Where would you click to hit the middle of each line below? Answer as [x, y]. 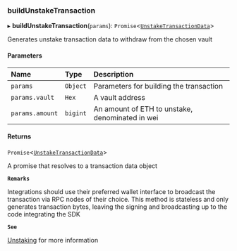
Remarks [19, 179]
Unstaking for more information [53, 240]
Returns [19, 136]
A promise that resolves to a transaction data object [82, 166]
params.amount [35, 113]
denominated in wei [126, 117]
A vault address [120, 97]
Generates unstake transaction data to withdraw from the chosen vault [110, 39]
